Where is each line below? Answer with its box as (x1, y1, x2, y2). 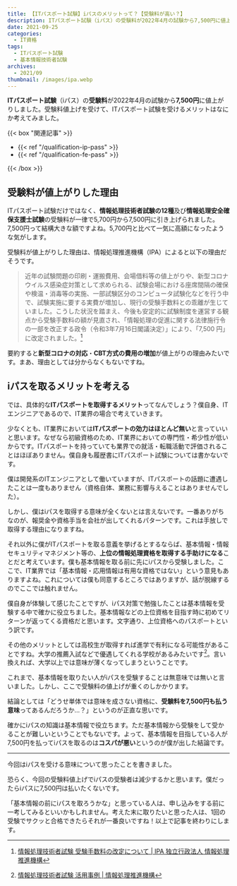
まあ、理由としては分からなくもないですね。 (18, 357, 149, 366)
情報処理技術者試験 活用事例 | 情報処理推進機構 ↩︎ (17, 871, 162, 880)
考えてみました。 (13, 114, 63, 122)
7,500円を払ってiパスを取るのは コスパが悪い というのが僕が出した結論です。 (7, 738, 228, 747)
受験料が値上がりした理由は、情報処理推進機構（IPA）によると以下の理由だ (7, 248, 227, 256)
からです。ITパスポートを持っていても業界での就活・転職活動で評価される (7, 442, 222, 450)
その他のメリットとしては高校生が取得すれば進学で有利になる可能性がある (7, 640, 224, 649)
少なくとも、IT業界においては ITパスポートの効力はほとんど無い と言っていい (7, 424, 228, 433)
